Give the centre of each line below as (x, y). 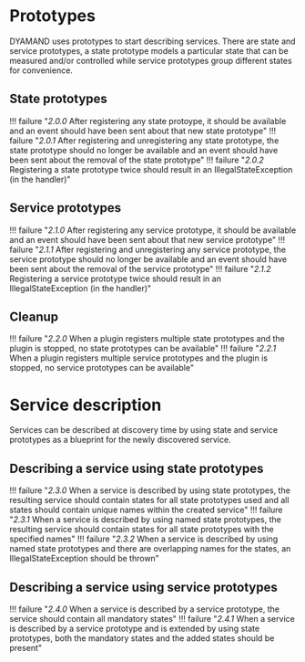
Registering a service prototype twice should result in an (115, 278)
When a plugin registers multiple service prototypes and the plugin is (139, 358)
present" (26, 647)
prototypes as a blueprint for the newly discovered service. (120, 440)
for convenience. (41, 70)
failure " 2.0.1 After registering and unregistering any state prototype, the (144, 140)
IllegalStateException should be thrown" (84, 559)
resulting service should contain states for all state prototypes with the (142, 530)
